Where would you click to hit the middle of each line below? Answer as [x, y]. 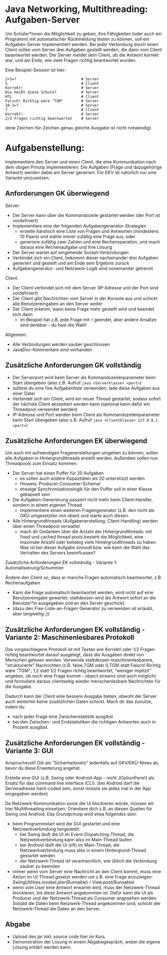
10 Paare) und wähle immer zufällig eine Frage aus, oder [78, 236]
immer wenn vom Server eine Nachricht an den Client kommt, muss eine [86, 871]
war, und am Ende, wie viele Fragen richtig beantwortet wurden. [71, 60]
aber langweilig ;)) [31, 614]
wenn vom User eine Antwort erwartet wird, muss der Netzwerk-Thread [86, 887]
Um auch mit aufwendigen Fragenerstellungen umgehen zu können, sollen [82, 453]
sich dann [22, 314]
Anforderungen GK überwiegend [57, 193]
